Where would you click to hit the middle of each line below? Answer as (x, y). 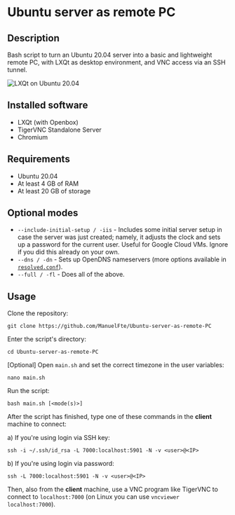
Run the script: (28, 391)
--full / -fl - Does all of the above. (71, 275)
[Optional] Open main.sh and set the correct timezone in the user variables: (116, 365)
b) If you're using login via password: (61, 464)
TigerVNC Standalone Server (59, 130)
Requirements (39, 159)
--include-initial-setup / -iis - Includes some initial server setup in (120, 230)
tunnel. (17, 70)
